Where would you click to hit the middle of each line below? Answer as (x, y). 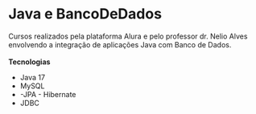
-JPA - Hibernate (48, 94)
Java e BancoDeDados (85, 14)
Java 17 (33, 77)
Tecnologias (29, 62)
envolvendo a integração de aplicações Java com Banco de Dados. (120, 44)
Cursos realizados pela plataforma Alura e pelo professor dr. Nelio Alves (128, 36)
